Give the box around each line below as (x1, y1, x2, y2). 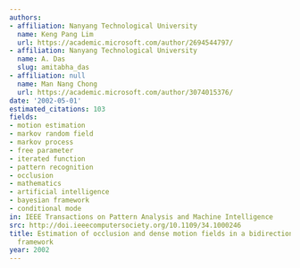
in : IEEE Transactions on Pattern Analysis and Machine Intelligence (9, 212, 274, 222)
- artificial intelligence (9, 188, 110, 197)
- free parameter (9, 146, 74, 155)
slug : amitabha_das (17, 63, 90, 72)
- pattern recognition (9, 163, 94, 172)
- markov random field (9, 130, 94, 138)
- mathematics (9, 180, 62, 188)
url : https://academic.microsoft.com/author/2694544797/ (17, 38, 234, 47)
